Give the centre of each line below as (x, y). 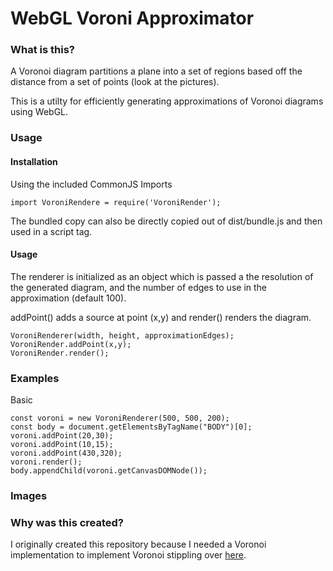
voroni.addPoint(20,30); (62, 436)
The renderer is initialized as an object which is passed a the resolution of (162, 276)
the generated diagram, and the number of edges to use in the (139, 287)
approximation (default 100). (68, 298)
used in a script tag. (51, 231)
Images (29, 496)
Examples (35, 378)
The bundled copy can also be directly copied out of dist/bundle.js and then (166, 221)
